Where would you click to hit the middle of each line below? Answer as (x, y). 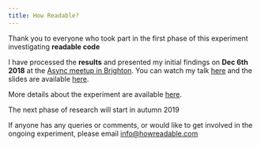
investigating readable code (54, 46)
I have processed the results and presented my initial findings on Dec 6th (128, 62)
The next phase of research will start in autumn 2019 (94, 109)
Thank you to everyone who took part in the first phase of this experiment (128, 38)
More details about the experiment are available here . (95, 94)
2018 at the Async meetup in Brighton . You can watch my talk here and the (130, 70)
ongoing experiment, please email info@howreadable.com (103, 133)
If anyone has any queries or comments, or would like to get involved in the (130, 125)
